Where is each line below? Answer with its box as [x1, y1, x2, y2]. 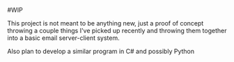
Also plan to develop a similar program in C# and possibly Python [7, 48, 195, 55]
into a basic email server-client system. [7, 34, 120, 42]
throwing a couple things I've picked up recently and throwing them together [7, 27, 227, 34]
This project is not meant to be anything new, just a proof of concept [7, 19, 204, 27]
